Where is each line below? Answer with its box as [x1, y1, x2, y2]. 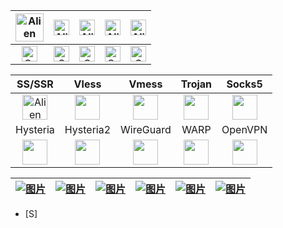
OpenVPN [221, 123, 268, 136]
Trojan [180, 77, 213, 91]
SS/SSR [16, 77, 54, 91]
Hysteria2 [64, 123, 112, 136]
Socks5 [226, 77, 263, 91]
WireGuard [120, 123, 172, 136]
